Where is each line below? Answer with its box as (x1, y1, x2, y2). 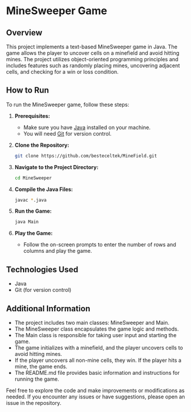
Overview (6, 28, 43, 38)
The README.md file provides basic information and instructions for (14, 369, 180, 376)
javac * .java (14, 197, 47, 203)
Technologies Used (6, 264, 78, 275)
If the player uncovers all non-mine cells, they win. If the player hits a (14, 357, 182, 364)
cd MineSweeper (14, 175, 52, 181)
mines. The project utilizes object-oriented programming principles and (6, 56, 179, 62)
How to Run (6, 85, 49, 95)
